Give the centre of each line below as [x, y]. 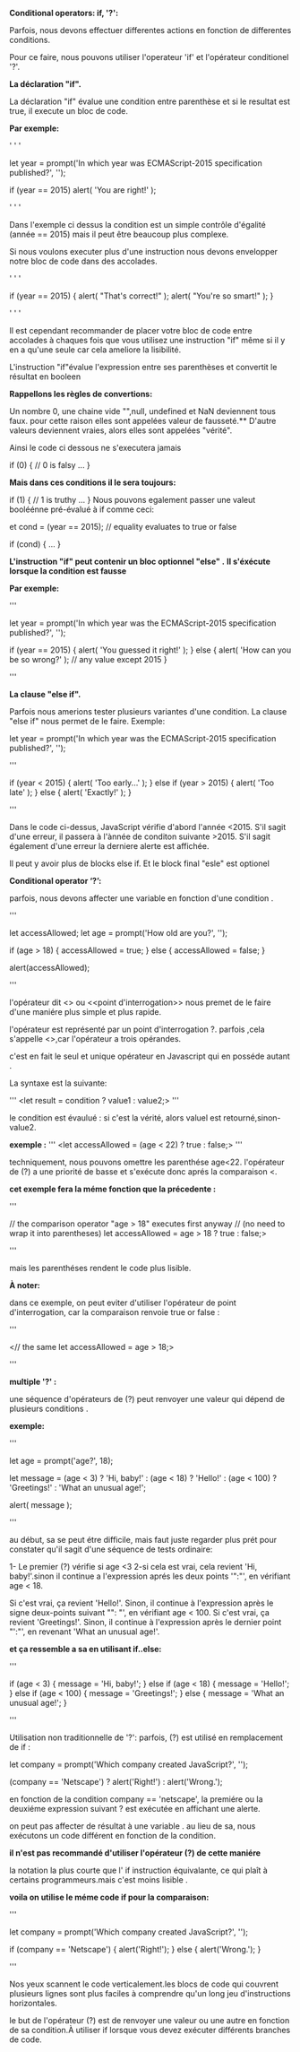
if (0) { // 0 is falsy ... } [50, 465]
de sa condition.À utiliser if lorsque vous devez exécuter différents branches [150, 2030]
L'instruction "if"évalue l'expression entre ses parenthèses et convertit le [143, 367]
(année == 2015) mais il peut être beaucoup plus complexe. [119, 234]
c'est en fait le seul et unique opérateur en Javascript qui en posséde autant [150, 1056]
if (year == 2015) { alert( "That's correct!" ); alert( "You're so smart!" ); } [141, 296]
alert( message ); [41, 1505]
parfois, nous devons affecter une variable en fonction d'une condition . [141, 898]
